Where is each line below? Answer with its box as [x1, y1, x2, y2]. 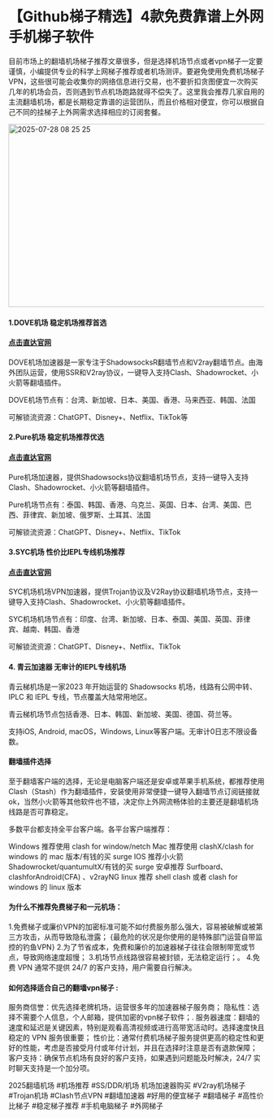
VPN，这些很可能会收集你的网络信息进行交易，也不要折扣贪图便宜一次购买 [8, 76, 258, 86]
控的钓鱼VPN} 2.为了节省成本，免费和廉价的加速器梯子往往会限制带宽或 [8, 941, 249, 952]
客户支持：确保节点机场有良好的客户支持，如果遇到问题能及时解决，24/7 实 [8, 1053, 262, 1063]
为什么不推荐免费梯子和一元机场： [8, 902, 123, 912]
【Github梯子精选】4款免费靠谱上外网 [8, 7, 264, 26]
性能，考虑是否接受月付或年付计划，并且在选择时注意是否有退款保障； [22, 1043, 258, 1053]
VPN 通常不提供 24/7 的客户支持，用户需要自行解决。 [17, 962, 197, 972]
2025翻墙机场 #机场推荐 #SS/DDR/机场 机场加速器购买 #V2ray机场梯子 [8, 1081, 246, 1090]
